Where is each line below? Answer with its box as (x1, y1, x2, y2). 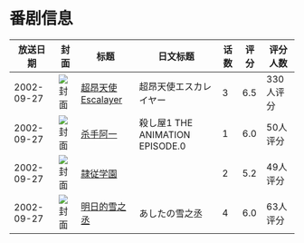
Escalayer (81, 92, 123, 105)
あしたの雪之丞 (138, 207, 204, 219)
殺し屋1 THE (138, 116, 193, 129)
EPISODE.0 (138, 140, 186, 152)
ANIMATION (138, 128, 191, 141)
